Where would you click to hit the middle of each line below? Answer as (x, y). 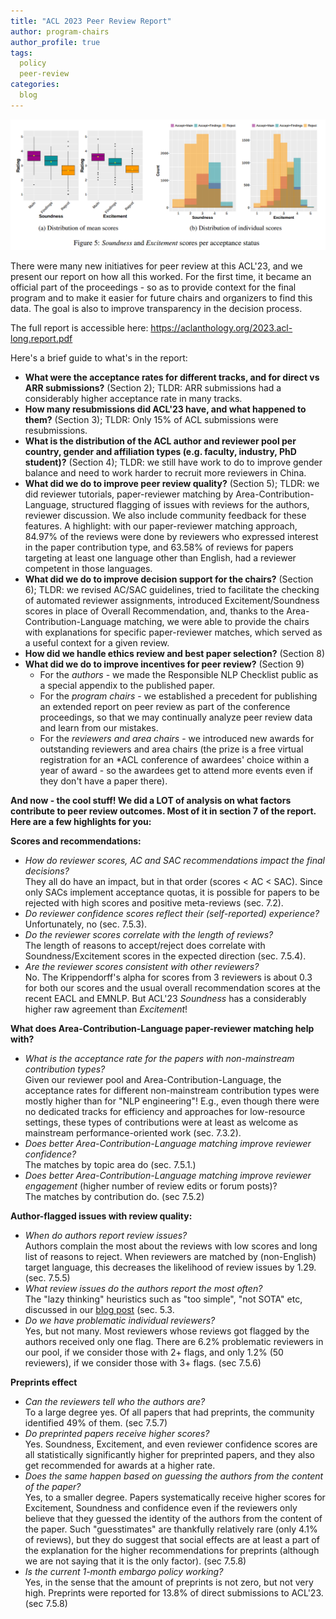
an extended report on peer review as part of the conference (165, 706)
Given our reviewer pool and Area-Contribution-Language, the (153, 1079)
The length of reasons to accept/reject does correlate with (145, 945)
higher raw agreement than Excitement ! (106, 1009)
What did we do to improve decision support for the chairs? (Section (169, 579)
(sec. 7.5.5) (47, 1277)
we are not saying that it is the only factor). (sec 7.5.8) (135, 1561)
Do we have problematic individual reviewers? (120, 1320)
